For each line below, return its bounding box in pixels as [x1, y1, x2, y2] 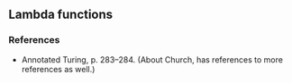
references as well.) [21, 63, 96, 74]
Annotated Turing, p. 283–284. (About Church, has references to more [21, 54, 283, 65]
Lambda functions [8, 7, 114, 22]
